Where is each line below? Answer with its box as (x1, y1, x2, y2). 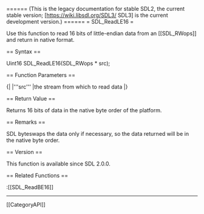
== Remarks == (6, 118, 46, 125)
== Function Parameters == (6, 72, 76, 78)
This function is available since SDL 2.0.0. (6, 160, 111, 167)
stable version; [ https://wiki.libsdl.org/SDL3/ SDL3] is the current (6, 12, 168, 19)
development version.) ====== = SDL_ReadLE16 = (6, 18, 134, 25)
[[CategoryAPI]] (6, 201, 46, 208)
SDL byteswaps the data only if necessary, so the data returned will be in (6, 130, 189, 137)
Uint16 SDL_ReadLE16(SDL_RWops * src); (6, 60, 110, 67)
